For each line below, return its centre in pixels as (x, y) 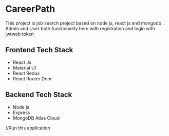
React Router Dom (32, 78)
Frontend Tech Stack (39, 50)
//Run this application (28, 128)
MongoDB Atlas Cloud (36, 118)
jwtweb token (20, 34)
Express (21, 112)
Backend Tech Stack (39, 95)
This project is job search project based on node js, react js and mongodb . (85, 23)
